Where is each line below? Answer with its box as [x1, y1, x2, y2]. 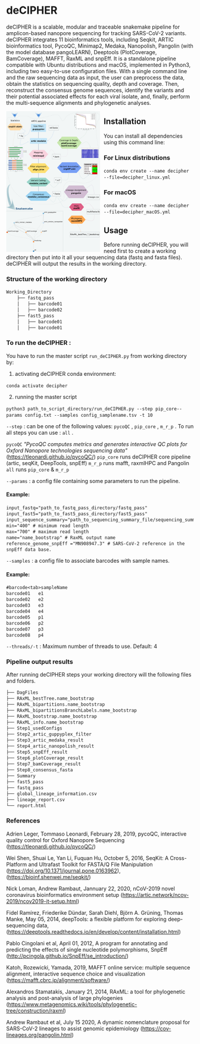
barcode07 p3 [6, 627, 44, 632]
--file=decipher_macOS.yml [104, 209, 171, 215]
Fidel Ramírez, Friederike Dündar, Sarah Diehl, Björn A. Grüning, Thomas [6, 909, 183, 916]
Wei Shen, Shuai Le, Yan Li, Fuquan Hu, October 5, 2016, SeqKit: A [6, 854, 169, 861]
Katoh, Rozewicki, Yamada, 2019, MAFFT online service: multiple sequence [6, 964, 190, 971]
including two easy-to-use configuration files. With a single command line [6, 67, 187, 74]
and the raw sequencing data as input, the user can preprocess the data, [6, 74, 185, 81]
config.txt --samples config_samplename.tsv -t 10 [24, 412, 153, 418]
